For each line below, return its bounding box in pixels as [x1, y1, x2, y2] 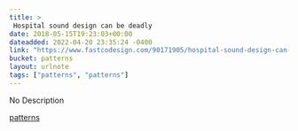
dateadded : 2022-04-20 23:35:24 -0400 [9, 37, 153, 47]
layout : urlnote [9, 63, 69, 72]
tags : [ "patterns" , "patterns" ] [9, 71, 129, 80]
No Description [9, 95, 65, 105]
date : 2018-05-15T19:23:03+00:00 [9, 29, 133, 38]
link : [9, 46, 29, 55]
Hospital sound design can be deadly [12, 21, 153, 30]
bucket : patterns [9, 54, 74, 63]
